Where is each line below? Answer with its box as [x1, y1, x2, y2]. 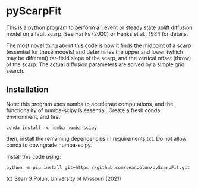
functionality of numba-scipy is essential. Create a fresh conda [6, 106, 161, 114]
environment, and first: [6, 113, 62, 120]
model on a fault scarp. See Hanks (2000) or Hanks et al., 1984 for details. [6, 30, 188, 37]
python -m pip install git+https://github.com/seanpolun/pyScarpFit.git [6, 164, 190, 171]
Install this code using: [6, 153, 61, 160]
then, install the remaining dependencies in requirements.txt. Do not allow [6, 135, 187, 142]
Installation [6, 85, 49, 95]
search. [6, 67, 25, 74]
